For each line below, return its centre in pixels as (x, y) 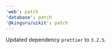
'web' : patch (22, 12)
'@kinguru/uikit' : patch (37, 23)
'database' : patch (29, 17)
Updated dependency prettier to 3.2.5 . (56, 40)
